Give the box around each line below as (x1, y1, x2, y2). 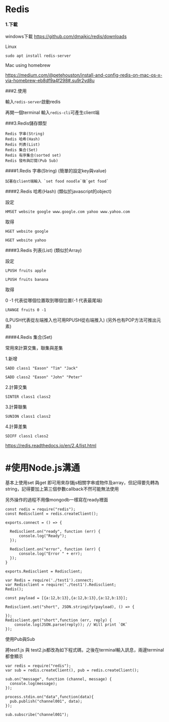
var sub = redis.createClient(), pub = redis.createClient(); (5, 668, 139, 673)
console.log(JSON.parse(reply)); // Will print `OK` (14, 622, 128, 627)
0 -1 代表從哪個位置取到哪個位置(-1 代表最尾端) (5, 298, 103, 304)
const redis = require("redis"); (5, 507, 76, 512)
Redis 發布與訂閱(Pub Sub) (5, 158, 58, 163)
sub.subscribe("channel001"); (5, 712, 69, 717)
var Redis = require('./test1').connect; (5, 578, 94, 583)
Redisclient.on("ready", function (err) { (10, 529, 101, 534)
